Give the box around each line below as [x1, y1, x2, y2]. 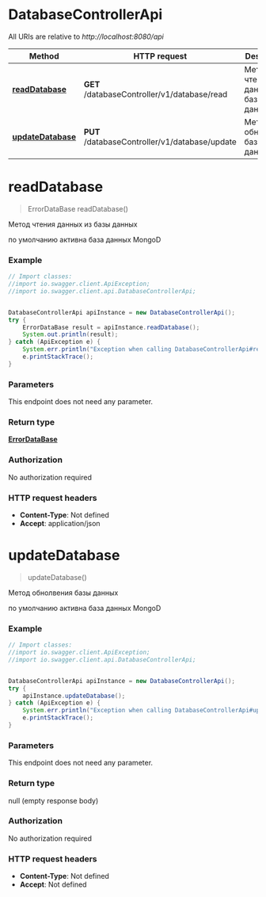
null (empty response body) [8, 796, 99, 805]
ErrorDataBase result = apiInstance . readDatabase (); [22, 323, 200, 331]
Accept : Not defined [19, 880, 87, 889]
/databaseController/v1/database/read [83, 89, 228, 100]
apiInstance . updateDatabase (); [22, 692, 126, 700]
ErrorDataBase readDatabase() [27, 204, 129, 213]
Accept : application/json [19, 518, 101, 528]
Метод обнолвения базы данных [8, 588, 119, 597]
